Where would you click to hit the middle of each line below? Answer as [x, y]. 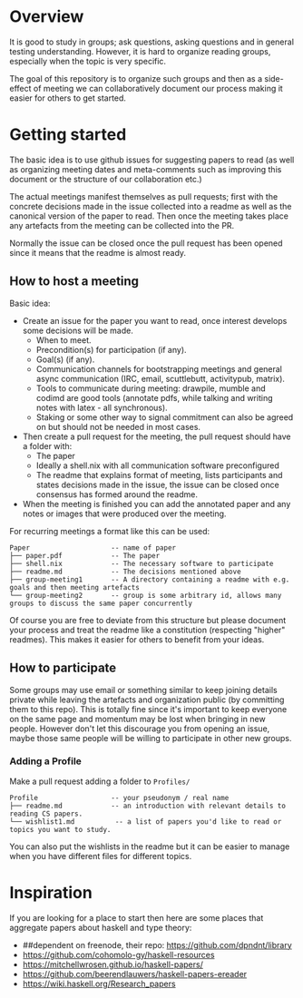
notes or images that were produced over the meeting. [124, 514]
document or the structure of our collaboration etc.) [106, 179]
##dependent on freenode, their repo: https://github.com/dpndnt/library [157, 944]
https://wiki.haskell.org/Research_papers [99, 983]
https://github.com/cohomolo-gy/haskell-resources [118, 954]
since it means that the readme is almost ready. [98, 252]
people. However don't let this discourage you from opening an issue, [140, 729]
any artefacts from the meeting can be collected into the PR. [122, 225]
